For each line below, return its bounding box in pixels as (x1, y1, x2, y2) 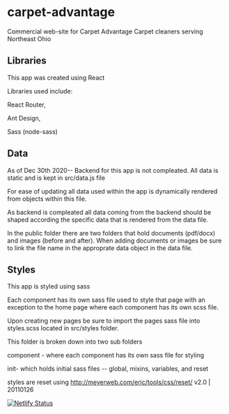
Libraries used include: (7, 86, 73, 95)
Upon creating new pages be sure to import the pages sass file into (7, 316, 200, 325)
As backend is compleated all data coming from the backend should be (7, 208, 212, 216)
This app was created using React (7, 73, 105, 82)
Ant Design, (7, 114, 41, 122)
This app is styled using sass (7, 282, 90, 291)
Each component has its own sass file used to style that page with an (7, 296, 205, 304)
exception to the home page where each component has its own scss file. (7, 303, 219, 312)
